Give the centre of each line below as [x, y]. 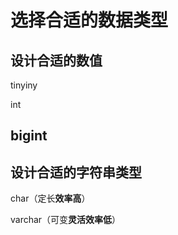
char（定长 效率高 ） [50, 198]
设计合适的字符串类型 [76, 172]
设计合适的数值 [56, 60]
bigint [29, 136]
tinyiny [24, 85]
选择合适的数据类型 [89, 20]
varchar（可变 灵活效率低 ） [66, 220]
